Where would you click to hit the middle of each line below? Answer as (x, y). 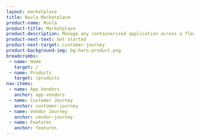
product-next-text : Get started (46, 39)
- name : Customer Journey (41, 100)
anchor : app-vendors (40, 95)
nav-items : (20, 84)
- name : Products (30, 73)
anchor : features (36, 128)
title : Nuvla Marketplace (38, 17)
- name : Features (30, 123)
